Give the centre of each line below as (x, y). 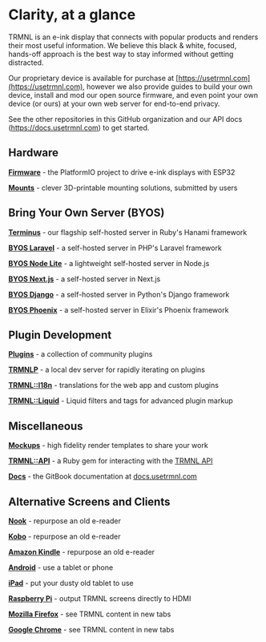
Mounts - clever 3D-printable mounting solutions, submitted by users (123, 188)
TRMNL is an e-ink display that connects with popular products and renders (133, 37)
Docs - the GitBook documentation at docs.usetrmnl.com (103, 476)
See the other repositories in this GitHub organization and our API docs (125, 119)
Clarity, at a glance (72, 15)
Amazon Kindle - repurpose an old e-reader (81, 552)
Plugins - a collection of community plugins (81, 354)
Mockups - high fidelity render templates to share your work (108, 446)
